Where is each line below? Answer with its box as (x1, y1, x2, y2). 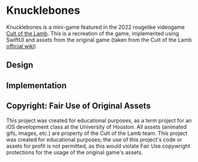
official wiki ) (6, 43, 37, 50)
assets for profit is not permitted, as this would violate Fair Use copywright (6, 142, 191, 149)
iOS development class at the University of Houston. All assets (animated (6, 123, 187, 130)
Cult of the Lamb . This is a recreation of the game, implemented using (6, 29, 179, 37)
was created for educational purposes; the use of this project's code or (6, 136, 182, 143)
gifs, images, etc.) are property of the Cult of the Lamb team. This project (6, 130, 188, 137)
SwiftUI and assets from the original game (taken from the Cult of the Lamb (6, 36, 192, 43)
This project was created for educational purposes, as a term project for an (6, 116, 192, 124)
